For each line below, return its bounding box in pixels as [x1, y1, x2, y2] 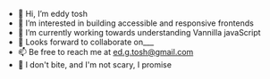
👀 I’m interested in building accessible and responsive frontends [17, 18, 255, 28]
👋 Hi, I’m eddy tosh [17, 9, 88, 19]
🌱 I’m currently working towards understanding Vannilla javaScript [17, 28, 261, 37]
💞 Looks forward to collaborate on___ [17, 36, 155, 47]
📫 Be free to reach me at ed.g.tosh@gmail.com [17, 47, 194, 57]
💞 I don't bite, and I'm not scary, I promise [17, 59, 173, 70]
